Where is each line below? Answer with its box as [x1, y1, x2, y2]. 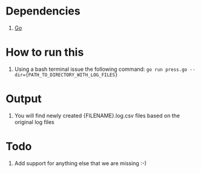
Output [5, 92, 42, 106]
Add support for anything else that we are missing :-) [14, 159, 147, 167]
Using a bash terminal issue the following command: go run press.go [14, 65, 188, 73]
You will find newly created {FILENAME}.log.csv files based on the [14, 112, 180, 119]
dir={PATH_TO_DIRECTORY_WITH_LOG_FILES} [14, 71, 118, 78]
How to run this [5, 45, 84, 59]
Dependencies [5, 4, 81, 18]
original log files [14, 118, 55, 125]
